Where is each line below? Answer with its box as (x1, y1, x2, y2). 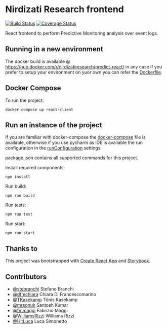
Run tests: (5, 202, 26, 208)
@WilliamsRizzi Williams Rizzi (12, 313, 74, 319)
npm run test (5, 212, 33, 217)
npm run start (5, 231, 35, 236)
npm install (5, 174, 30, 179)
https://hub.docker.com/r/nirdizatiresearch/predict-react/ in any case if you (5, 63, 162, 69)
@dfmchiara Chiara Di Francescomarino (12, 291, 96, 297)
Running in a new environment (5, 45, 103, 54)
